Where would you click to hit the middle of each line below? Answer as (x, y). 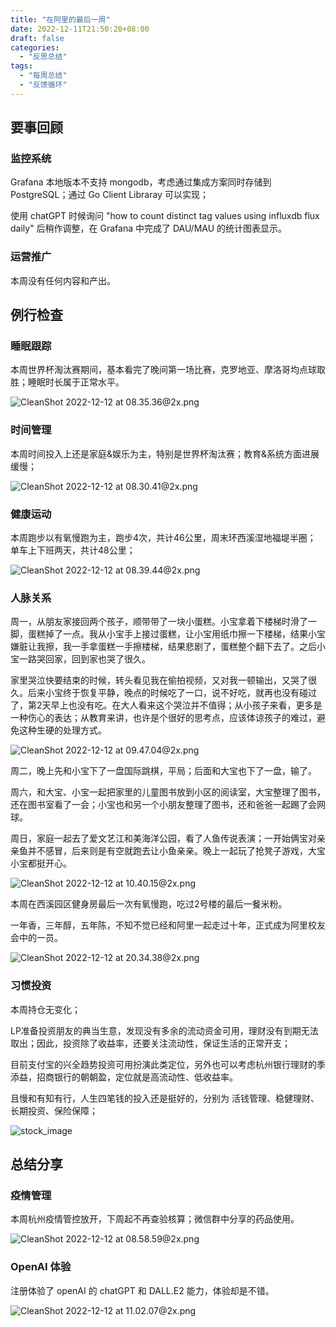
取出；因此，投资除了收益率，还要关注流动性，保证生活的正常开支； (150, 1043)
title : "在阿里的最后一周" (60, 19)
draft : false (37, 38)
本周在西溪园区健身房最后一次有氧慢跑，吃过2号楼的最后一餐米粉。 (149, 904)
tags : (21, 66)
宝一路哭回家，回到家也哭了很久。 (80, 659)
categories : (35, 47)
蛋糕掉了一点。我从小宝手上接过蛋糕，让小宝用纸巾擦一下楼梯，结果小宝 (176, 634)
